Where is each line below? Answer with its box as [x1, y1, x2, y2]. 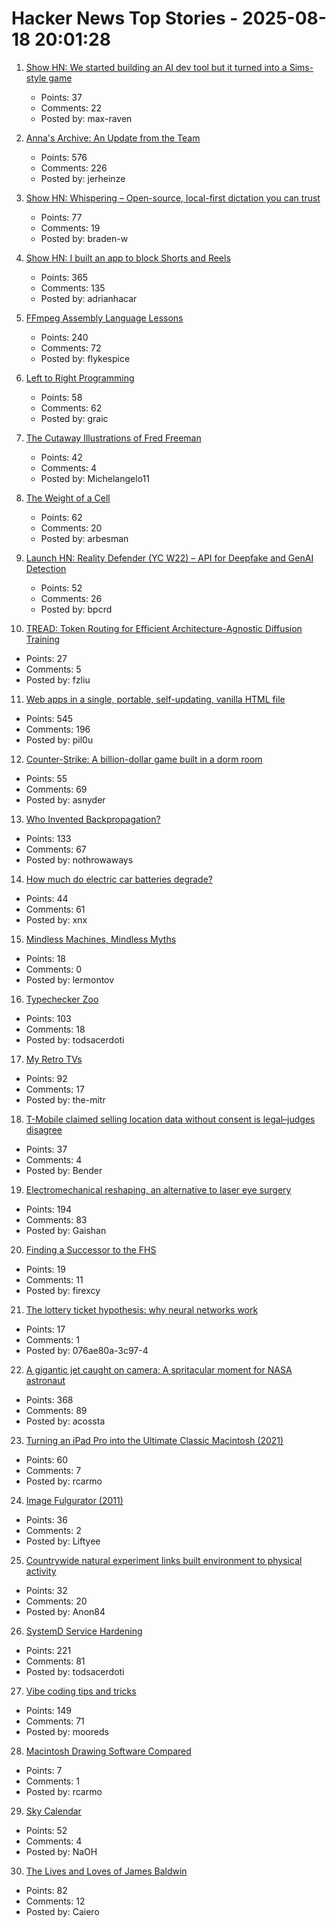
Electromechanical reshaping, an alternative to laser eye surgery [25, 1183, 292, 1196]
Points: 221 [25, 1644, 72, 1656]
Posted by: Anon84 [25, 1605, 106, 1617]
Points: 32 [25, 1584, 68, 1596]
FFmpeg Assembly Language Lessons [25, 312, 184, 324]
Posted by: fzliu [25, 673, 91, 686]
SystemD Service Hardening [25, 1625, 143, 1637]
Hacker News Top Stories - [11, 7, 239, 30]
